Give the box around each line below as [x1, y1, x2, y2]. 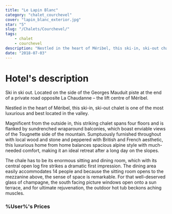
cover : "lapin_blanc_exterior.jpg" [5, 17, 81, 22]
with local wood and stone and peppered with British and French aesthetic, [5, 137, 163, 143]
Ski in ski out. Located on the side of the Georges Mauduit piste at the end [5, 89, 162, 95]
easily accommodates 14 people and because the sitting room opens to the [5, 168, 164, 174]
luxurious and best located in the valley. [5, 110, 89, 116]
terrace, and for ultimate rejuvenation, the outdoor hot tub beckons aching [5, 185, 162, 191]
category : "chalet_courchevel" [5, 12, 72, 17]
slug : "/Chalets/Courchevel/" [5, 27, 70, 32]
